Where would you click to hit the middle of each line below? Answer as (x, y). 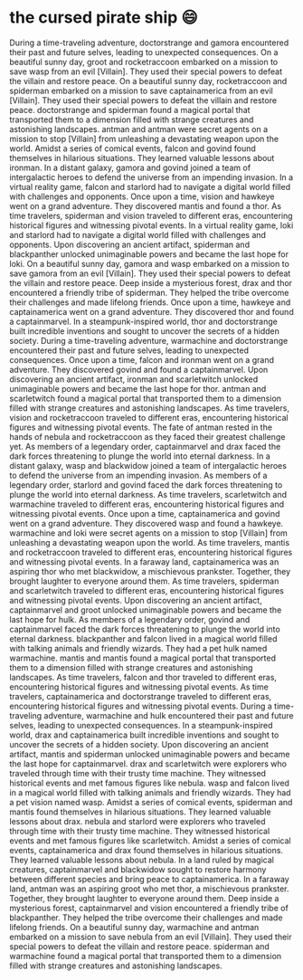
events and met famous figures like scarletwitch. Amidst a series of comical (150, 841)
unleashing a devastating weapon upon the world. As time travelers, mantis (150, 542)
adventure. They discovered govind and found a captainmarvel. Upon (139, 369)
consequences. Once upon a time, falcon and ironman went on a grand (142, 359)
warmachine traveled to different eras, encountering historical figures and (147, 504)
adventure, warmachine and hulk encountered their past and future (169, 715)
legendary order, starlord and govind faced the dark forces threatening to (146, 485)
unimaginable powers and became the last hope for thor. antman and (138, 388)
